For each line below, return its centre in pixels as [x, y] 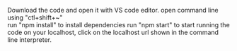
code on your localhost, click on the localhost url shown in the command [113, 32]
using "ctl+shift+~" [35, 17]
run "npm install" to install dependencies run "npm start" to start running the [118, 25]
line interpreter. [29, 40]
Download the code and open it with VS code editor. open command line [113, 10]
